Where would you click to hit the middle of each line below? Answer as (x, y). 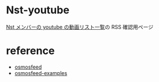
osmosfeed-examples (41, 73)
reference (30, 51)
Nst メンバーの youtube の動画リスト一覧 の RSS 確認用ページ (80, 27)
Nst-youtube (38, 10)
